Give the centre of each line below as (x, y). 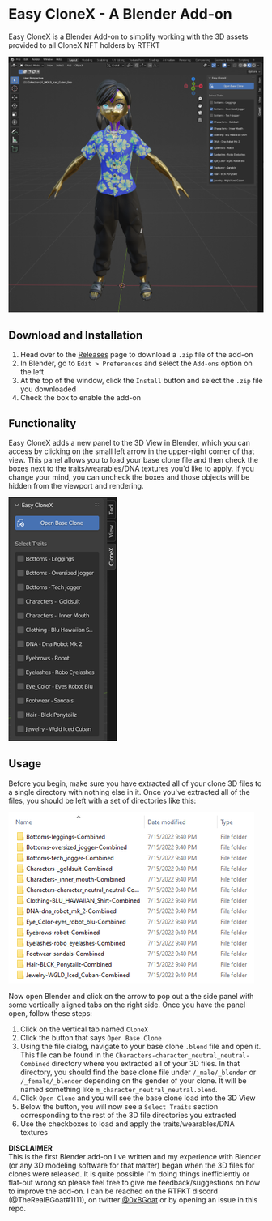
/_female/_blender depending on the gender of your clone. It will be (133, 1080)
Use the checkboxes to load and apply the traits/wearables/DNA (127, 1124)
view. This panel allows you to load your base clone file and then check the (134, 460)
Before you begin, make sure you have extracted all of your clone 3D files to (135, 783)
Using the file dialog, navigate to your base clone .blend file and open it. (140, 1046)
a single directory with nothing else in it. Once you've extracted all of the (130, 792)
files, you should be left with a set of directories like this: (102, 800)
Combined (35, 1064)
